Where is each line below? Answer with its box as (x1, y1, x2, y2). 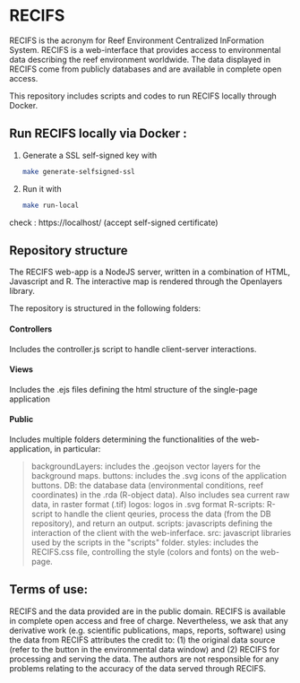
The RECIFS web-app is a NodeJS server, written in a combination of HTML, (9, 266, 291, 278)
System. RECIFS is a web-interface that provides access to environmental (9, 44, 281, 55)
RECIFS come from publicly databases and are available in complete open (9, 64, 282, 74)
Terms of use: (9, 582, 89, 597)
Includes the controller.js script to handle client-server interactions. (9, 343, 257, 354)
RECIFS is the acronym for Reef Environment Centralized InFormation (9, 35, 264, 46)
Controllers (9, 324, 53, 334)
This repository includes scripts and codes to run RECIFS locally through (9, 91, 278, 101)
